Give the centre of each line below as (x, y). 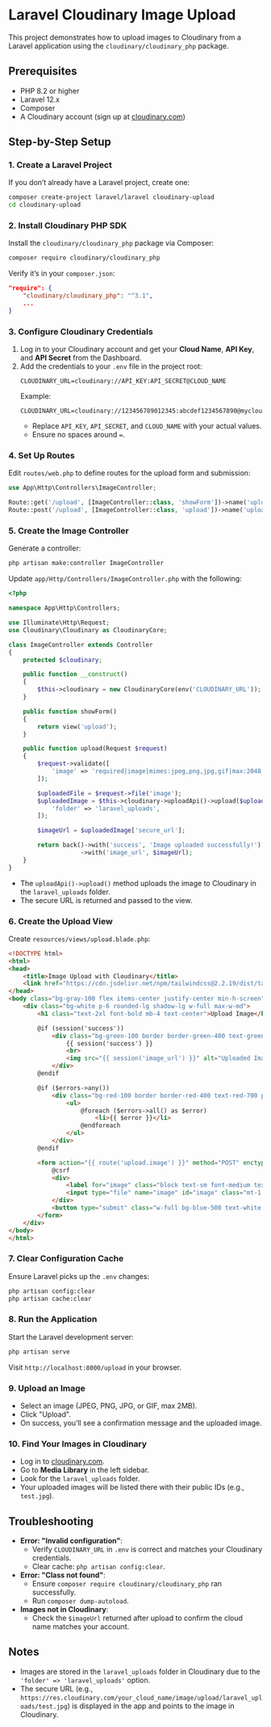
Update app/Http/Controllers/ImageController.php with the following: (125, 579)
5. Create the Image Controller (69, 531)
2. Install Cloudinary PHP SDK (68, 226)
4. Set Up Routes (42, 456)
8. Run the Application (53, 1320)
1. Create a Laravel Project (60, 165)
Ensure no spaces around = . (78, 435)
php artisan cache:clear (50, 1298)
